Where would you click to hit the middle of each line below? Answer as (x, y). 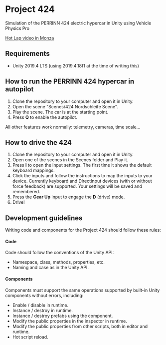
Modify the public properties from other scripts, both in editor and (80, 326)
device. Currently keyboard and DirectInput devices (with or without (82, 181)
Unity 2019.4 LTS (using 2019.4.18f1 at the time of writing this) (76, 65)
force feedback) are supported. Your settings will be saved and (77, 186)
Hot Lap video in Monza (30, 38)
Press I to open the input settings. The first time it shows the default (82, 165)
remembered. (26, 192)
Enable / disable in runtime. (40, 305)
